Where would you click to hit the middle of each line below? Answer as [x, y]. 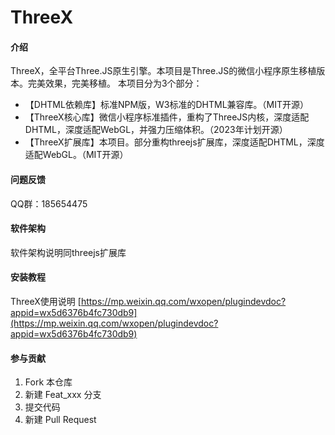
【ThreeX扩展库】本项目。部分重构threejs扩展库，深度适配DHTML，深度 [174, 142]
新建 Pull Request [60, 420]
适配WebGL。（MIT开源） [76, 155]
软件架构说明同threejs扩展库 [68, 252]
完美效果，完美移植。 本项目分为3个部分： [115, 83]
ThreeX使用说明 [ [46, 301]
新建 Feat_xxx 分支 [63, 395]
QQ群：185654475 [49, 203]
